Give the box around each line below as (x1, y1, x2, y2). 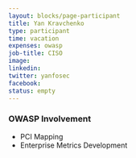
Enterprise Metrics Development (19, 140, 128, 150)
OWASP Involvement (8, 114, 91, 125)
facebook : (8, 79, 42, 87)
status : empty (8, 86, 56, 95)
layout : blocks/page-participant (8, 11, 121, 20)
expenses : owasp (8, 42, 63, 50)
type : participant (8, 27, 70, 35)
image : (8, 57, 31, 65)
